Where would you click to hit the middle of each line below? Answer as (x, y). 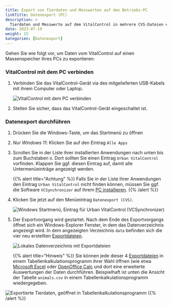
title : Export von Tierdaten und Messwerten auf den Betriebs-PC (76, 10)
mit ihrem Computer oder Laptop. (48, 89)
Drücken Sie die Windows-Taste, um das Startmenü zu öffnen (78, 133)
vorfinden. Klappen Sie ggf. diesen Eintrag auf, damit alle (73, 164)
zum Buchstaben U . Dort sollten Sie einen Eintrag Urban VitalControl (85, 158)
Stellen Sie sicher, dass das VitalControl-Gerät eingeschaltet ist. (80, 109)
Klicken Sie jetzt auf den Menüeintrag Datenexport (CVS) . (73, 200)
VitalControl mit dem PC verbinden (49, 72)
